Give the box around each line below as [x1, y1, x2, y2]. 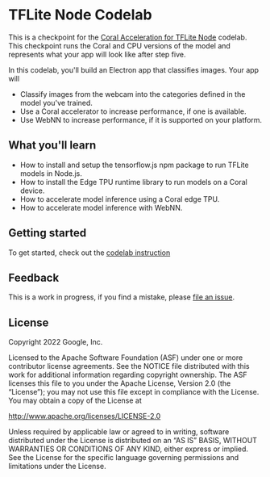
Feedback [8, 270, 60, 284]
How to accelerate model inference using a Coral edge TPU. [19, 194, 220, 203]
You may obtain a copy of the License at [8, 395, 143, 405]
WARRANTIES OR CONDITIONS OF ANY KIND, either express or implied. [8, 444, 248, 454]
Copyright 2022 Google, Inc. [8, 337, 103, 347]
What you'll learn [8, 139, 97, 153]
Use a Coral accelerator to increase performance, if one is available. [19, 107, 247, 116]
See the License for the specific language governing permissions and [8, 453, 239, 462]
